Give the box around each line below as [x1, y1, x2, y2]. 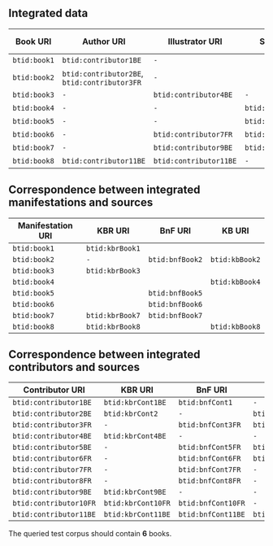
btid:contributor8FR [12, 476, 92, 486]
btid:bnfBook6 [148, 299, 203, 308]
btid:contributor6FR [12, 454, 92, 463]
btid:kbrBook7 [85, 311, 141, 320]
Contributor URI [23, 384, 85, 395]
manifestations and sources [8, 195, 154, 210]
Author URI [82, 36, 126, 47]
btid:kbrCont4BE [103, 431, 167, 441]
